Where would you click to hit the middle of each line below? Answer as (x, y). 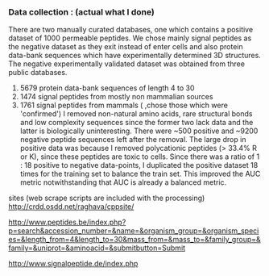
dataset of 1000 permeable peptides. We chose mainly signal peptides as (130, 38)
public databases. (38, 73)
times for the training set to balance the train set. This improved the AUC (140, 174)
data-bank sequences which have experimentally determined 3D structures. (135, 56)
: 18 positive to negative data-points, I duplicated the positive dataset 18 (139, 165)
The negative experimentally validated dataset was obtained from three (127, 64)
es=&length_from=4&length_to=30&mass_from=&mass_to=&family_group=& (135, 240)
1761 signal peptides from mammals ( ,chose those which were (124, 105)
